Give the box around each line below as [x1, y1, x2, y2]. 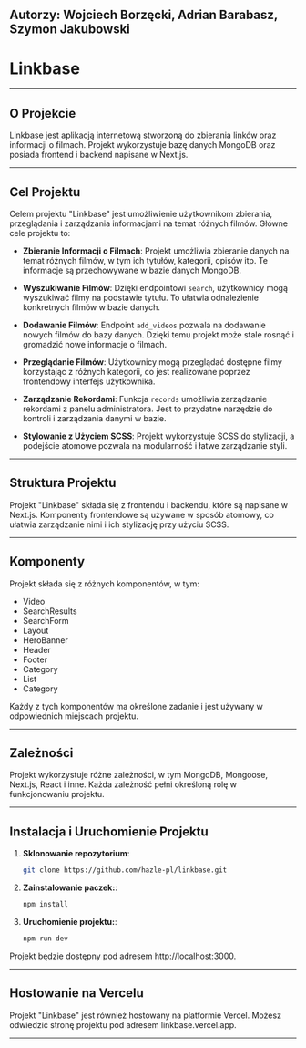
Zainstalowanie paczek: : [22, 882, 118, 893]
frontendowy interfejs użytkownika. [22, 376, 156, 387]
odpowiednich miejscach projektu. [9, 711, 139, 721]
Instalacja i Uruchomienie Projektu [9, 824, 209, 839]
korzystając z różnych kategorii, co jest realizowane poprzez [22, 366, 250, 377]
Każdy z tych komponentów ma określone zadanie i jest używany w [9, 700, 264, 711]
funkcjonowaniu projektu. [9, 789, 105, 800]
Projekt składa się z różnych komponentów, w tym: [9, 578, 200, 589]
